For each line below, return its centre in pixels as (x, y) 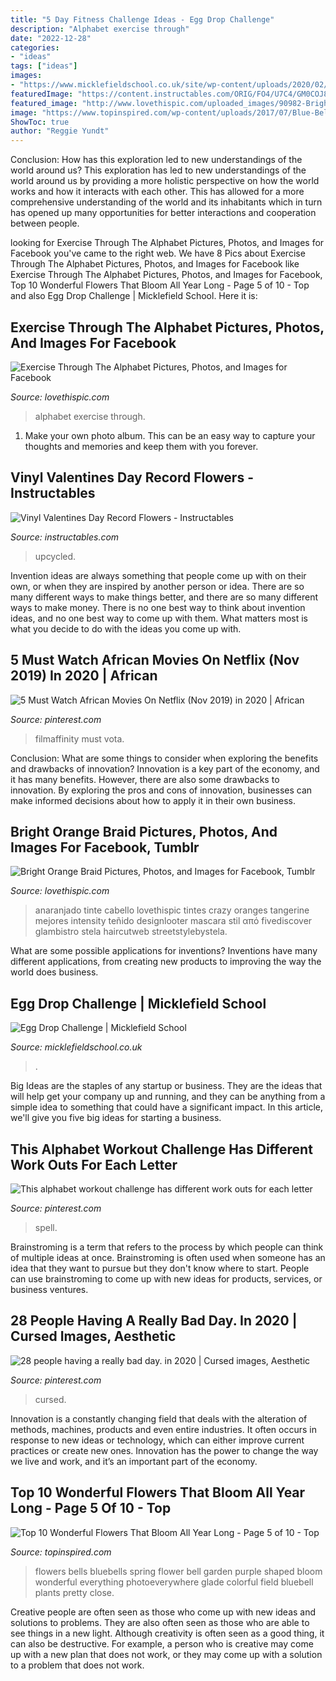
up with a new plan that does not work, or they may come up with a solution (166, 1654)
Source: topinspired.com (61, 1552)
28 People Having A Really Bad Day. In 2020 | (154, 1321)
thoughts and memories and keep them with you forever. (141, 446)
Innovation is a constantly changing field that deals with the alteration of (159, 1418)
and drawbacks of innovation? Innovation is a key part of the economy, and (165, 768)
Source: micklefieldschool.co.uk (76, 1047)
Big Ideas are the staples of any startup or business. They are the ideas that (166, 1086)
